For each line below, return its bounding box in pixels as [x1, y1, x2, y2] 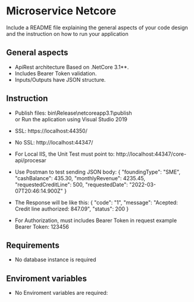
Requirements [6, 240, 60, 250]
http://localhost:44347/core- [115, 150, 186, 158]
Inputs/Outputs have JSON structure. [14, 76, 106, 83]
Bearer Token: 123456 [14, 223, 70, 230]
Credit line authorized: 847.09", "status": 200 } [14, 205, 129, 212]
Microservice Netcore [6, 4, 117, 18]
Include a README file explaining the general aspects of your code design [6, 24, 189, 31]
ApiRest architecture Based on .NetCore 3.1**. [14, 63, 129, 70]
